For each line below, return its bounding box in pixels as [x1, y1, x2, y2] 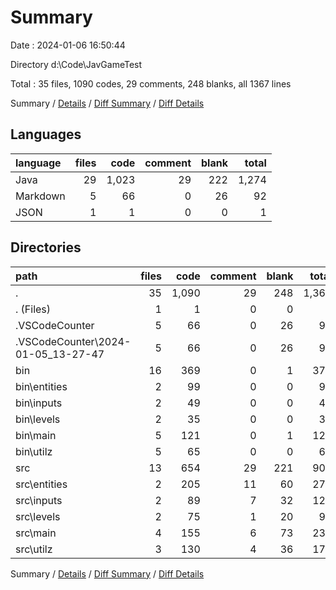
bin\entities [15, 379, 68, 393]
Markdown [15, 189, 66, 203]
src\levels [15, 509, 61, 523]
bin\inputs [15, 396, 63, 410]
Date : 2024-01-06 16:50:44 [10, 39, 126, 51]
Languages [10, 126, 82, 143]
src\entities [15, 477, 68, 491]
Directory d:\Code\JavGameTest [10, 58, 143, 70]
